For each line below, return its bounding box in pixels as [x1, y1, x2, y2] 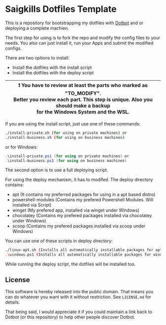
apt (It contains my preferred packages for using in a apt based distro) [12, 192, 156, 198]
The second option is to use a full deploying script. [5, 167, 109, 173]
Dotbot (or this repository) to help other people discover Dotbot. [5, 314, 135, 320]
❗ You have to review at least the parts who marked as [18, 82, 148, 89]
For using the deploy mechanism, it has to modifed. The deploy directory [5, 177, 153, 183]
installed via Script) [12, 202, 52, 208]
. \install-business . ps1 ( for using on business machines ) [5, 158, 127, 163]
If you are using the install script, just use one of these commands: [5, 120, 141, 127]
